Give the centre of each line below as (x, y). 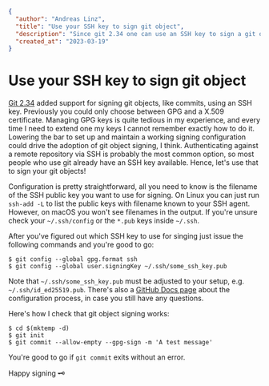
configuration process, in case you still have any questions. (106, 298)
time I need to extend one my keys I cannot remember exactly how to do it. (131, 129)
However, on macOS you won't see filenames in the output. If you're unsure (133, 212)
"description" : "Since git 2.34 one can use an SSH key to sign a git (136, 34)
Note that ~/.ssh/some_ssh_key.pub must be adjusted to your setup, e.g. (126, 281)
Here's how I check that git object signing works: (89, 314)
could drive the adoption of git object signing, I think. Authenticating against (133, 146)
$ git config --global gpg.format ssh (73, 259)
